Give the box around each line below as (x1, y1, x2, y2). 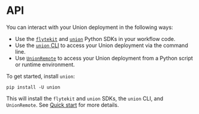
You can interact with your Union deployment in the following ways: (6, 24, 173, 31)
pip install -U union (6, 84, 61, 90)
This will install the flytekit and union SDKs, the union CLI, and (6, 95, 164, 102)
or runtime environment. (14, 61, 75, 68)
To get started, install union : (6, 72, 75, 80)
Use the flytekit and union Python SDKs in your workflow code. (14, 35, 176, 42)
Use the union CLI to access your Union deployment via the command (14, 42, 188, 49)
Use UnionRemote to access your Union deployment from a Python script (14, 54, 194, 62)
